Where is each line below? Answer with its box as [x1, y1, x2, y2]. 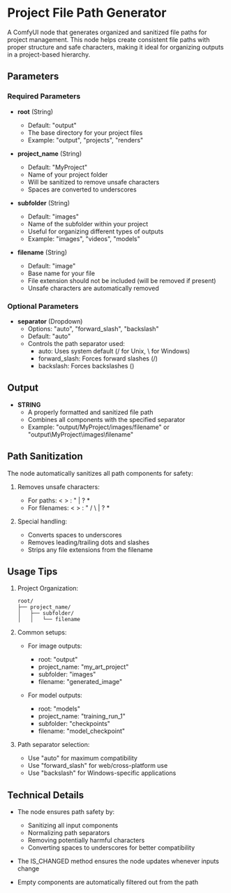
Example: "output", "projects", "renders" [27, 136, 144, 144]
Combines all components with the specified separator [27, 415, 186, 423]
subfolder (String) [17, 198, 70, 207]
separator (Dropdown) [17, 317, 83, 326]
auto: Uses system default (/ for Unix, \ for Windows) [38, 347, 191, 355]
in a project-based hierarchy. [7, 50, 91, 59]
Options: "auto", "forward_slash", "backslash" [27, 324, 159, 333]
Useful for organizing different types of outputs [27, 227, 164, 235]
